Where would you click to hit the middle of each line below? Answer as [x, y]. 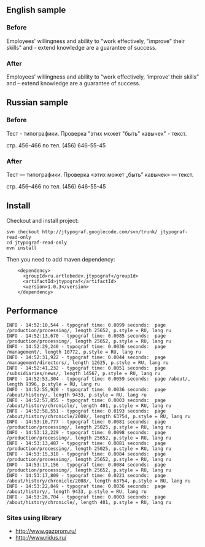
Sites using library [34, 518]
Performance [32, 311]
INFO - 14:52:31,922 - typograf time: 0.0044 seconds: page [86, 357]
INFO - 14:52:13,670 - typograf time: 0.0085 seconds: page [86, 336]
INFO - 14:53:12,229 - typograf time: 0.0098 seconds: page [86, 432]
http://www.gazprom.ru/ [46, 531]
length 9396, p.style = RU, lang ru [53, 384]
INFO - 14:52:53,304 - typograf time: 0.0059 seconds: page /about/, [99, 379]
